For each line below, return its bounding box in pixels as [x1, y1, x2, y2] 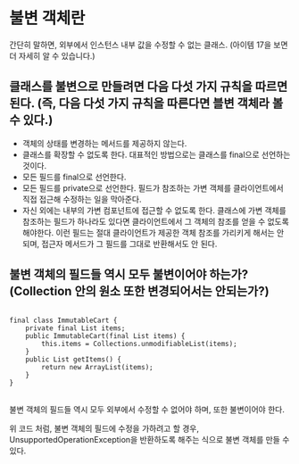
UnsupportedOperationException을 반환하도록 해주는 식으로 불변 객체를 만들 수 [9, 434, 290, 444]
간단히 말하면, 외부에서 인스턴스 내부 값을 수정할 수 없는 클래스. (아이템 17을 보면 [9, 39, 288, 50]
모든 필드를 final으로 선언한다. [21, 171, 127, 182]
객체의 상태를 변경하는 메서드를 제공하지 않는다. [21, 137, 187, 148]
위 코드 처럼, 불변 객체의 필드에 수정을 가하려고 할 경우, [9, 423, 199, 434]
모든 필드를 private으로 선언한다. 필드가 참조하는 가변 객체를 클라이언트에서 [21, 182, 284, 193]
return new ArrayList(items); [41, 362, 154, 371]
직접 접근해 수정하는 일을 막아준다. [21, 194, 142, 204]
